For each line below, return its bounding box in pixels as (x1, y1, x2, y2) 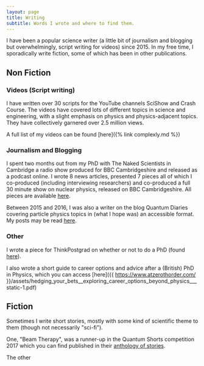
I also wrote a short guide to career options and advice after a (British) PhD (6, 264, 194, 272)
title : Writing (6, 15, 45, 21)
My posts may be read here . (6, 217, 77, 224)
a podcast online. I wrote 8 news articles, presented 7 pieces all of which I (6, 173, 192, 180)
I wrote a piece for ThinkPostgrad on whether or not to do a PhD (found (6, 246, 186, 253)
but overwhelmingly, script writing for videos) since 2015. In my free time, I (6, 43, 194, 51)
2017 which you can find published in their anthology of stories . (6, 342, 166, 350)
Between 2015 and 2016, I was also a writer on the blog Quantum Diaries (6, 204, 188, 211)
